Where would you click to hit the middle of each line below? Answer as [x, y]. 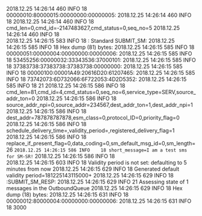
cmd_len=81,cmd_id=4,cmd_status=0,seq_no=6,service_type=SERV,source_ [101, 92]
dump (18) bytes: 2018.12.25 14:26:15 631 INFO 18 [68, 195]
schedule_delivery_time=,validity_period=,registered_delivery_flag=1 [90, 130]
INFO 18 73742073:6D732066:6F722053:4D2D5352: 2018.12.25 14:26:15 [96, 79]
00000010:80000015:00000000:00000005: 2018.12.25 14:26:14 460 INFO [99, 15]
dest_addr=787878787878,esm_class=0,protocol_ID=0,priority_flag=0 [93, 118]
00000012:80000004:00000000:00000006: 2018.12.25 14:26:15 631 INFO [99, 201]
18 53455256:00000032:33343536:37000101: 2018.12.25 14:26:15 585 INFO [101, 60]
